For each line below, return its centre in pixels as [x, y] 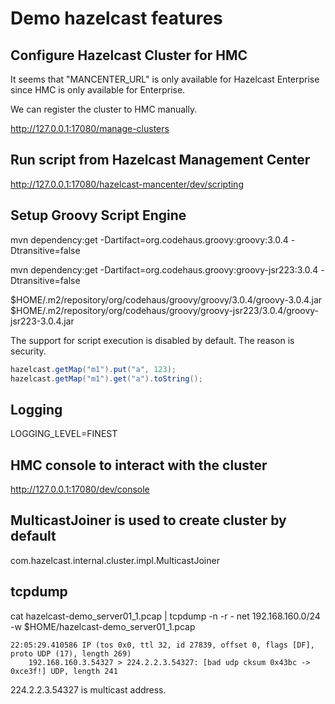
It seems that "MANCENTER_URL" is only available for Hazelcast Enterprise [165, 79]
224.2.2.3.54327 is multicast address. [88, 689]
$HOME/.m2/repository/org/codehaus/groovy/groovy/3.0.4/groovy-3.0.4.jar [166, 299]
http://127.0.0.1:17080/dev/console [80, 489]
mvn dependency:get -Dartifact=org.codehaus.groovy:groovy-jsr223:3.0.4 [164, 269]
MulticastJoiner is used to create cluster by [148, 520]
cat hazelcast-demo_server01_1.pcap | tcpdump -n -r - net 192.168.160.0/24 [165, 616]
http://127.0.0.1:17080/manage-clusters [90, 128]
